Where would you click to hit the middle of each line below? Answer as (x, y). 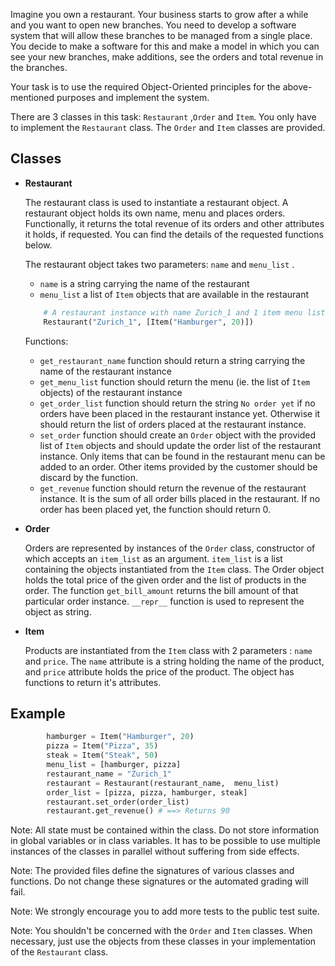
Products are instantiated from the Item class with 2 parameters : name (168, 650)
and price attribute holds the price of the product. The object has (159, 671)
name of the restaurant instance (105, 371)
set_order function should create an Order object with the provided (177, 435)
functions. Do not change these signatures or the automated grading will (159, 881)
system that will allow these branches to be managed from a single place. (161, 35)
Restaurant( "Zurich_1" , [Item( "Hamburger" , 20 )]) (148, 322)
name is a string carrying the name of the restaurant (144, 283)
